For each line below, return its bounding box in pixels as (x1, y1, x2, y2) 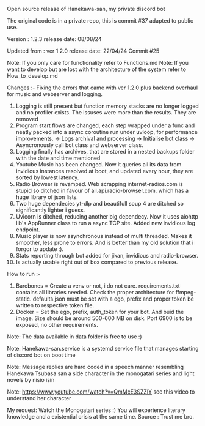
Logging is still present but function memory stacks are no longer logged (15, 102, 199, 110)
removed (15, 116, 38, 122)
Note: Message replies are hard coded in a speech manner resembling (7, 364, 184, 370)
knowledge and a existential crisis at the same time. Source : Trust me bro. (7, 413, 195, 420)
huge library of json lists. (15, 193, 78, 201)
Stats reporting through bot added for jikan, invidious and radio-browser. (15, 252, 199, 259)
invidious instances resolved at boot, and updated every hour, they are (15, 168, 193, 174)
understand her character (7, 395, 72, 402)
